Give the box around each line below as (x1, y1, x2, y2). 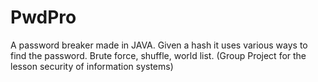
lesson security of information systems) (10, 60, 174, 72)
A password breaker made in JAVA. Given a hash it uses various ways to (10, 39, 308, 51)
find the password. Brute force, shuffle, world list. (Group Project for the (10, 49, 307, 61)
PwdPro (10, 6, 77, 29)
